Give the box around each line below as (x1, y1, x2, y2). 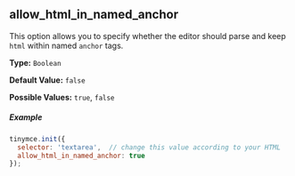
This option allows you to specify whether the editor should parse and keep (9, 30, 287, 41)
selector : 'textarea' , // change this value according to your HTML (17, 142, 281, 152)
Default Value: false (9, 75, 86, 85)
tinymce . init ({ (9, 134, 66, 143)
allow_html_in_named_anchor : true (17, 151, 145, 160)
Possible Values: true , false (9, 92, 115, 102)
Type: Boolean (9, 57, 61, 68)
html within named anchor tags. (9, 40, 124, 51)
